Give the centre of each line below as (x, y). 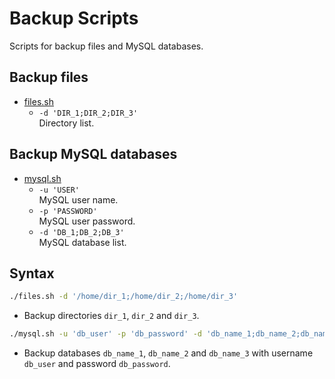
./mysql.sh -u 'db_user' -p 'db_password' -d (105, 334)
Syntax (32, 273)
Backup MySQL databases (93, 154)
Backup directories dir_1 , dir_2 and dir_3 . (111, 316)
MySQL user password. (87, 221)
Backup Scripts (74, 18)
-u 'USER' (59, 190)
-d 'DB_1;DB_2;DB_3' (81, 232)
